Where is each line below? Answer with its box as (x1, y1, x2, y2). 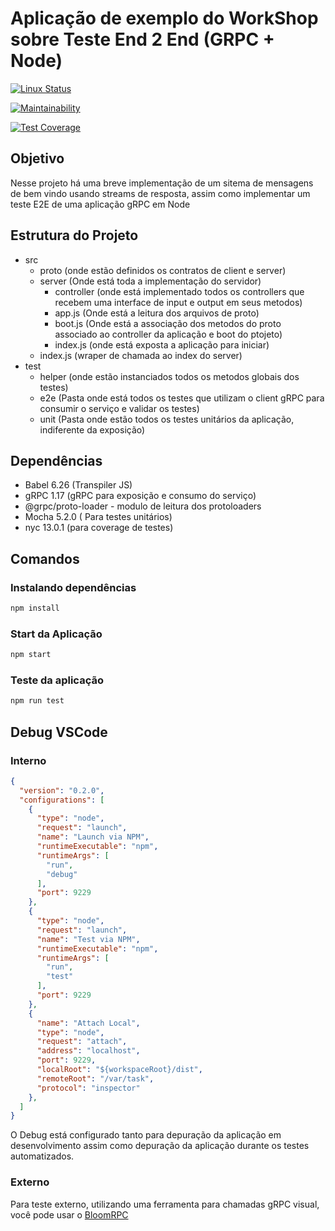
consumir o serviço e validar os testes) (39, 402, 200, 414)
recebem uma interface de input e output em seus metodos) (54, 296, 303, 308)
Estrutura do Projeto (10, 227, 139, 244)
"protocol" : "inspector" (36, 1083, 141, 1093)
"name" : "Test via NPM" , (36, 934, 141, 944)
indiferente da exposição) (39, 423, 146, 436)
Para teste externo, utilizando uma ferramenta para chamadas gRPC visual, (10, 1198, 320, 1210)
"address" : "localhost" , (36, 1046, 141, 1056)
